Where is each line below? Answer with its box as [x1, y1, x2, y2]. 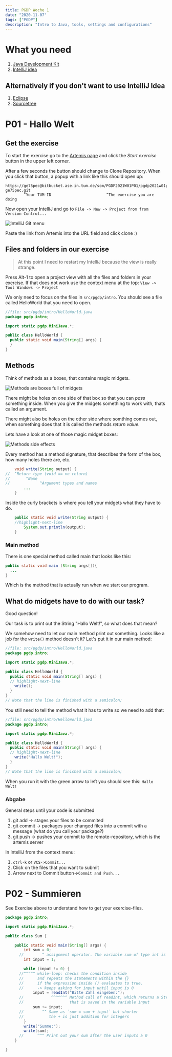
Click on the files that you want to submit [12, 864, 99, 871]
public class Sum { [5, 933, 47, 938]
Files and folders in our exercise [5, 245, 109, 254]
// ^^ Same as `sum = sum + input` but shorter [18, 1009, 139, 1014]
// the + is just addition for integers [18, 1014, 130, 1019]
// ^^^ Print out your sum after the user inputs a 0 [18, 1033, 147, 1039]
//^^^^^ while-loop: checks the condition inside [18, 971, 127, 976]
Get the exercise [5, 139, 59, 147]
